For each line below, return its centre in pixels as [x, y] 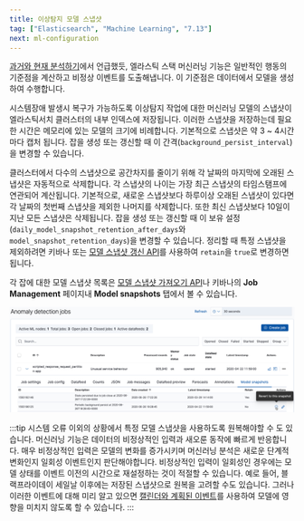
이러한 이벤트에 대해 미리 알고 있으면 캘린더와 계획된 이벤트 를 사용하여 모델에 [145, 496]
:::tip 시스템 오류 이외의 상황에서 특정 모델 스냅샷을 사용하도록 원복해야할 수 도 [147, 428]
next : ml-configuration [54, 38]
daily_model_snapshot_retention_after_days [95, 230]
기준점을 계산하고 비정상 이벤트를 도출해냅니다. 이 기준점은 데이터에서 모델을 [143, 78]
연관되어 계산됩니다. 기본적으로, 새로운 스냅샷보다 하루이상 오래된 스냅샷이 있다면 [152, 196]
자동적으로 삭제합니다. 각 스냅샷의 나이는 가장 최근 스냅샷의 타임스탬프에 [160, 184]
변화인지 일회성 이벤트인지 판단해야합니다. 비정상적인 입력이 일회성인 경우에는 [146, 461]
